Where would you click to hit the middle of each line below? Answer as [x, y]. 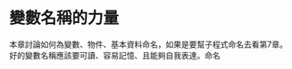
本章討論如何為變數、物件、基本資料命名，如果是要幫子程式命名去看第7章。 [148, 44]
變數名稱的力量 [64, 18]
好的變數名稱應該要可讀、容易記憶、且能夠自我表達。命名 [115, 55]
